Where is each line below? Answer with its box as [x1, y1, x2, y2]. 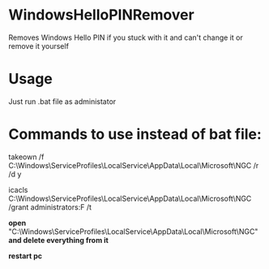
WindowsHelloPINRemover [8, 6, 194, 24]
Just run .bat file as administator [8, 96, 117, 106]
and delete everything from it [8, 235, 109, 245]
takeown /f [8, 152, 45, 162]
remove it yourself [8, 41, 69, 50]
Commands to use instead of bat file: [8, 125, 262, 144]
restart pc [8, 250, 43, 261]
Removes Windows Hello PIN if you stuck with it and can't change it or [8, 33, 243, 42]
